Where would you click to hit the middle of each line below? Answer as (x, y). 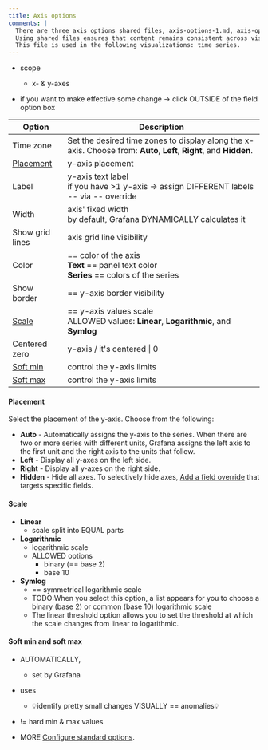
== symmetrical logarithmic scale (87, 589)
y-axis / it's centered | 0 (113, 349)
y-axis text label (98, 176)
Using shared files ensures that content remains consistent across (132, 38)
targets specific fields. (57, 486)
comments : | (28, 23)
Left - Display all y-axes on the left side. (85, 460)
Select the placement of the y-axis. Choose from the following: (111, 419)
